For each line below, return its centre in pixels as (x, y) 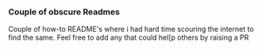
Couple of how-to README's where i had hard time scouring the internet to (131, 29)
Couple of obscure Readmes (64, 12)
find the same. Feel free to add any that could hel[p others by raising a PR (129, 37)
